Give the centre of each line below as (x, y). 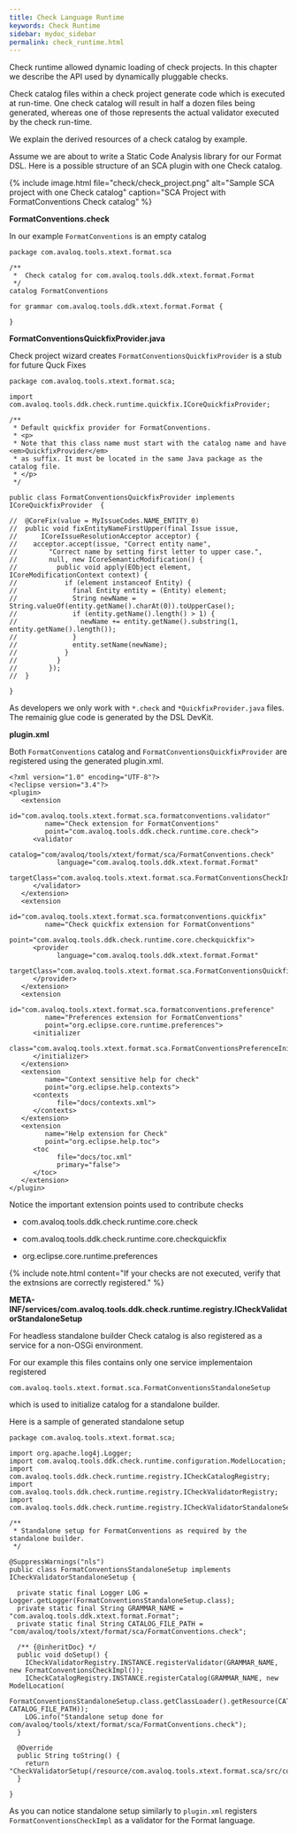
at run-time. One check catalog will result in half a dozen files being (132, 104)
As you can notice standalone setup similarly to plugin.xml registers (133, 1811)
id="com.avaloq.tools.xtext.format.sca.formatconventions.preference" (142, 1010)
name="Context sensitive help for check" (122, 1080)
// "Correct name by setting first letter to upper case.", (136, 552)
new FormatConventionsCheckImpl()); (76, 1671)
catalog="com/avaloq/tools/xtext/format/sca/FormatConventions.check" (142, 855)
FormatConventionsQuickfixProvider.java (87, 338)
